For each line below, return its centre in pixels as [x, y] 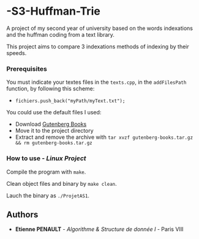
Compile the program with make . [46, 172]
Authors [22, 214]
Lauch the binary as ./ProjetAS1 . [48, 195]
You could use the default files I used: [54, 112]
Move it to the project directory [54, 131]
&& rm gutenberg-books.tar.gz [54, 143]
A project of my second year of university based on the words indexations [99, 28]
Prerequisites [27, 68]
